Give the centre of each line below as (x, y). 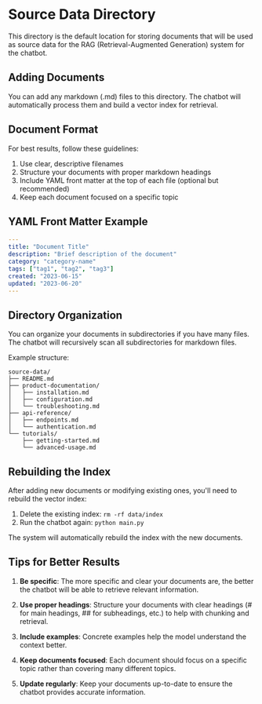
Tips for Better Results (64, 562)
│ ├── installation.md (49, 393)
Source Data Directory (82, 15)
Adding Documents (56, 77)
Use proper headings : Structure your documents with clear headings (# (136, 604)
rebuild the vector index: (47, 499)
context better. (43, 644)
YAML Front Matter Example (78, 221)
